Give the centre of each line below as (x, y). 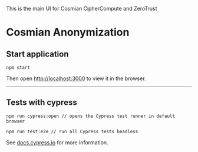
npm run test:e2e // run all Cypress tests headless (72, 131)
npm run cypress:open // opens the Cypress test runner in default (91, 116)
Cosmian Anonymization (68, 32)
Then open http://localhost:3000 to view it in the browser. (76, 78)
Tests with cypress (42, 103)
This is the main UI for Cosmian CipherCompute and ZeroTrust (82, 9)
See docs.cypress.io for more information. (57, 142)
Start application (37, 54)
